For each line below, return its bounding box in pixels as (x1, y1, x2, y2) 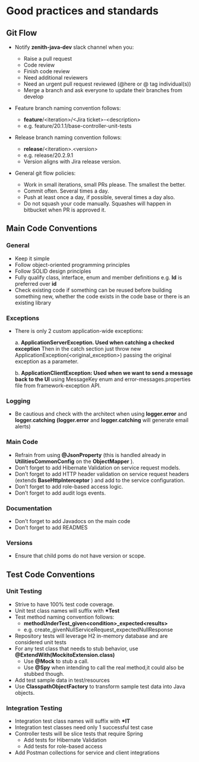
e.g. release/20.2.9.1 (23, 152, 74, 159)
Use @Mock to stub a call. (23, 657, 89, 665)
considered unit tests (14, 638, 67, 646)
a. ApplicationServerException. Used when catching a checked (14, 339, 175, 346)
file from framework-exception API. (14, 382, 101, 389)
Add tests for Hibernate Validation (23, 736, 107, 744)
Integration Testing (6, 704, 62, 712)
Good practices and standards (6, 4, 159, 18)
